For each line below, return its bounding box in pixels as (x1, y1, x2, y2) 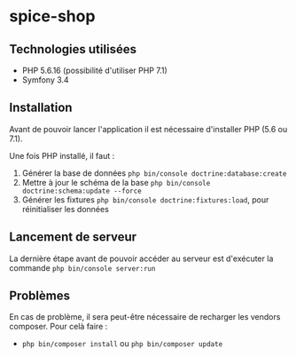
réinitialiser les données (21, 203, 109, 214)
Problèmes (9, 289, 71, 304)
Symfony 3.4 (21, 75, 69, 85)
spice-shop (9, 6, 96, 27)
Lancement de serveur (9, 229, 137, 245)
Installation (9, 100, 73, 115)
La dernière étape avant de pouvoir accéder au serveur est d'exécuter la (9, 253, 274, 264)
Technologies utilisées (9, 42, 137, 57)
